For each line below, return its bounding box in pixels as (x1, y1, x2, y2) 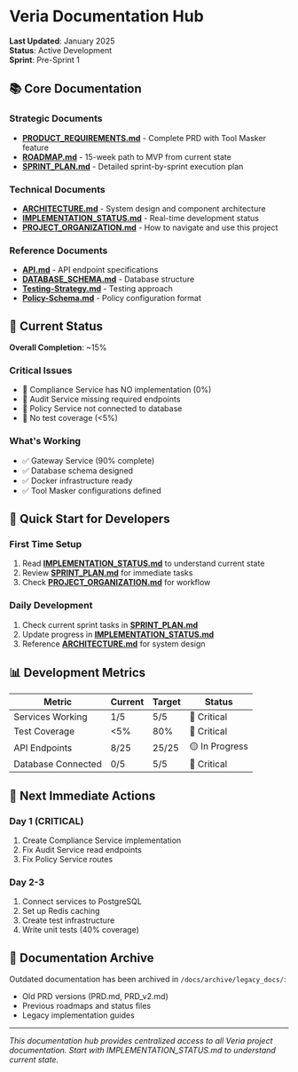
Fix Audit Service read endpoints (21, 845, 142, 855)
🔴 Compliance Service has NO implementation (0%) (21, 385, 212, 395)
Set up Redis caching (21, 906, 100, 917)
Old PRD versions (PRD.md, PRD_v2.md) (21, 991, 169, 1002)
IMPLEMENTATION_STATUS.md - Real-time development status (21, 212, 260, 223)
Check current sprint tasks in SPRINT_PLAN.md (21, 619, 199, 630)
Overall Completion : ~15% (9, 342, 107, 353)
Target (152, 695, 182, 708)
